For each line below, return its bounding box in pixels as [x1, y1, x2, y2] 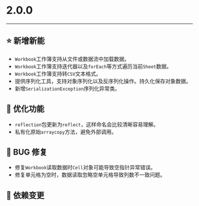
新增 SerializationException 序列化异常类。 [14, 85, 120, 92]
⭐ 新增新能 [6, 36, 45, 46]
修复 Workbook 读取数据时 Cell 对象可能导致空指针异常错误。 [14, 164, 156, 171]
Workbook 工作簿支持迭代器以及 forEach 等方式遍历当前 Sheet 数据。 [14, 63, 172, 70]
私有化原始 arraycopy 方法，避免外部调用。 [14, 128, 117, 135]
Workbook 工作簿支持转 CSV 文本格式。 [14, 70, 102, 77]
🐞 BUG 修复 [6, 147, 47, 157]
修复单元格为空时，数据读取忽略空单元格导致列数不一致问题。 [14, 171, 166, 178]
